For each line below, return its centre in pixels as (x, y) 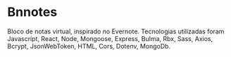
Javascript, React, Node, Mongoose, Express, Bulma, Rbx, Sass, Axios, (110, 38)
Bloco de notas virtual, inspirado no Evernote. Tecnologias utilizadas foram (116, 31)
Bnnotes (32, 12)
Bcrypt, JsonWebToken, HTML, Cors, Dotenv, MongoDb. (89, 46)
